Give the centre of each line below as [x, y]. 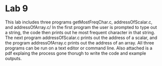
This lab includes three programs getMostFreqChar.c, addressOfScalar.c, [79, 22]
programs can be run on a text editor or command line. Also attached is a [79, 48]
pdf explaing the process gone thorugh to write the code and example [76, 53]
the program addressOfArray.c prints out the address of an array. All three [80, 43]
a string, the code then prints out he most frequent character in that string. [80, 32]
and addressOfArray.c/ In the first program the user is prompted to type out [81, 27]
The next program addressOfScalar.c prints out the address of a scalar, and [81, 38]
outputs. [13, 58]
